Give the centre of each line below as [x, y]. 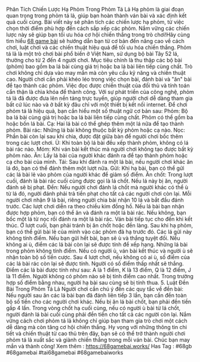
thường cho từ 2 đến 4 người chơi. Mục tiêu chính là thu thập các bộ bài [94, 60]
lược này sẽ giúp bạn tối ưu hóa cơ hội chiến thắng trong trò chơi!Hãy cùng [98, 35]
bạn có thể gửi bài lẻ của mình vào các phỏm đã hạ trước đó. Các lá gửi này [99, 232]
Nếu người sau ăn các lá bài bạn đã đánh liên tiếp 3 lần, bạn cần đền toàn [96, 295]
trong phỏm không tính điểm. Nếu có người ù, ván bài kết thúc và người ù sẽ [99, 251]
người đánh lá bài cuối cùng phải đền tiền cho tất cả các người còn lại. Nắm [99, 314]
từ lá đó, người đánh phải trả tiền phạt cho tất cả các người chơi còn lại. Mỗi [99, 194]
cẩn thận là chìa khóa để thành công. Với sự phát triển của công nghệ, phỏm [100, 92]
